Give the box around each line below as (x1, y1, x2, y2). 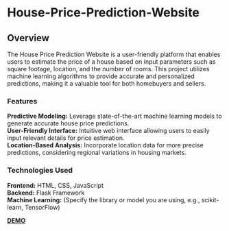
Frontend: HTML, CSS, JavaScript (7, 181, 104, 189)
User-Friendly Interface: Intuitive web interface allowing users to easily (7, 127, 210, 135)
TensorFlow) (25, 203, 60, 211)
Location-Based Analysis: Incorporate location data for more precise (7, 141, 204, 149)
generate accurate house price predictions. (7, 119, 130, 127)
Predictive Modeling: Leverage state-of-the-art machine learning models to (7, 112, 222, 121)
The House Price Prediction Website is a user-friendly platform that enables (7, 50, 221, 58)
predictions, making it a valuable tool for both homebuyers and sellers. (7, 80, 206, 87)
